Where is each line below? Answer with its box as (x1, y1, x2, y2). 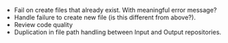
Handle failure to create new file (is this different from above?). (13, 13, 196, 21)
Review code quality (13, 21, 73, 28)
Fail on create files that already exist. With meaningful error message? (13, 6, 217, 14)
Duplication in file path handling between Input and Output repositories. (13, 28, 222, 36)
